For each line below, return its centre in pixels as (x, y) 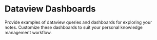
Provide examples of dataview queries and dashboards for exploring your (78, 22)
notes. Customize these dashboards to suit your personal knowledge (74, 27)
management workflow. (28, 32)
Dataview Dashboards (50, 9)
